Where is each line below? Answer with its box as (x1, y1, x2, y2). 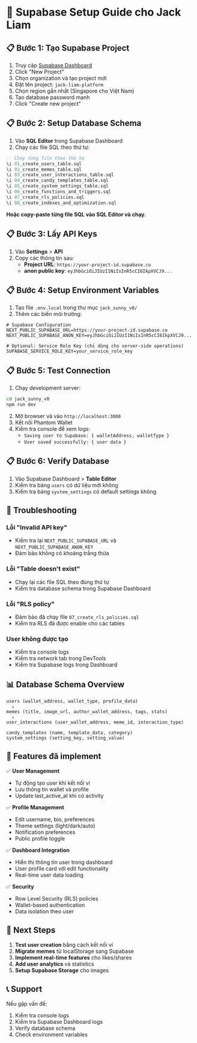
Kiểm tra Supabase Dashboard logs (14, 1018, 103, 1025)
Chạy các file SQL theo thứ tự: (14, 144, 90, 151)
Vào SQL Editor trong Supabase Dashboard (14, 137, 123, 144)
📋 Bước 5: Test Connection (6, 365, 111, 376)
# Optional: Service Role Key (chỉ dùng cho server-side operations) (6, 343, 184, 349)
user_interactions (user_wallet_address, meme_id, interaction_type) (6, 719, 184, 726)
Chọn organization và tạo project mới (14, 74, 107, 82)
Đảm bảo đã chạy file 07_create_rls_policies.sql (14, 613, 139, 621)
